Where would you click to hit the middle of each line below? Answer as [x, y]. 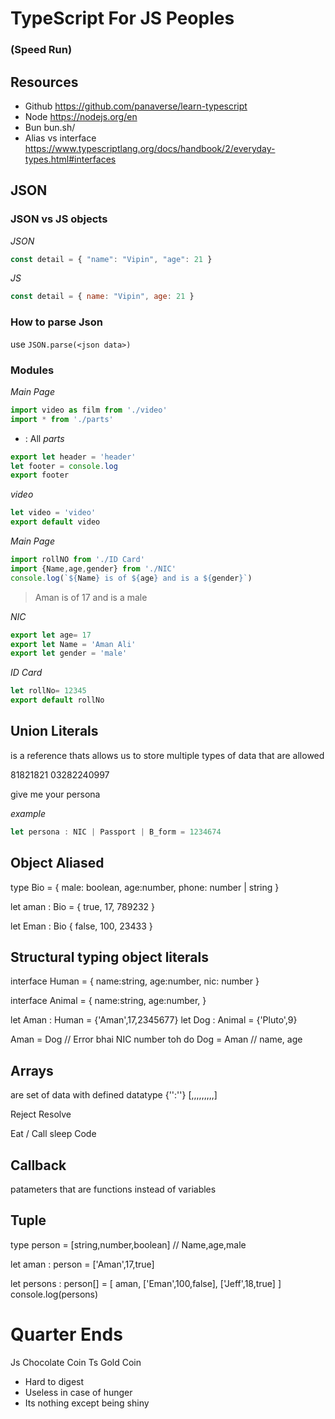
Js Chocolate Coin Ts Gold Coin [76, 1362]
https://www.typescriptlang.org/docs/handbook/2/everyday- [150, 148]
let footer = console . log [64, 466]
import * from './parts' [62, 419]
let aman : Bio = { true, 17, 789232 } [83, 906]
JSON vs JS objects [59, 219]
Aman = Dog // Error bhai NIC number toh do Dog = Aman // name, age [156, 1039]
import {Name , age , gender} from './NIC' [93, 568]
